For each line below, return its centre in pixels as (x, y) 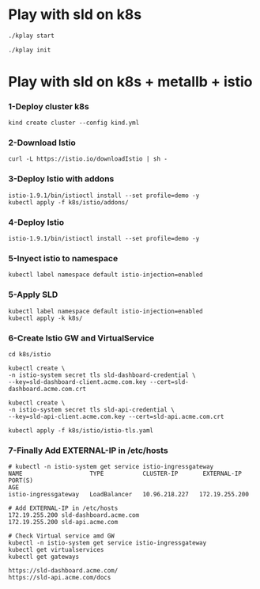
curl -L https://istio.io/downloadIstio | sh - (88, 159)
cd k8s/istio (30, 354)
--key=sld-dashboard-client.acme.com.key (77, 382)
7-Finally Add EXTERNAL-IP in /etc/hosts (88, 450)
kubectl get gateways (44, 557)
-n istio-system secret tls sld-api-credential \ (92, 409)
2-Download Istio (42, 142)
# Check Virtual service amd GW (61, 536)
